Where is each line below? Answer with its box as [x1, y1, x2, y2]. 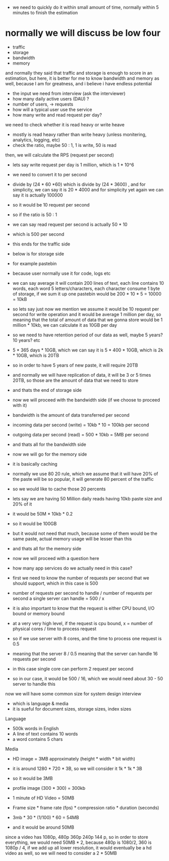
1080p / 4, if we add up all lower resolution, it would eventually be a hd [5, 844, 152, 850]
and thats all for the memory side [12, 545, 82, 551]
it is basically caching [12, 461, 58, 467]
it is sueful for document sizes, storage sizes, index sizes [12, 705, 132, 712]
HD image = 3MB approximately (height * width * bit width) [12, 755, 135, 762]
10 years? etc [12, 337, 40, 343]
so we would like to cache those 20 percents [12, 486, 106, 492]
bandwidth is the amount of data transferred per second [12, 412, 130, 418]
